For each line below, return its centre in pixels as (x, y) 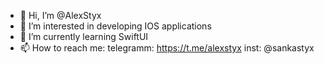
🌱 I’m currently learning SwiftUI (84, 36)
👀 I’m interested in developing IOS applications (115, 26)
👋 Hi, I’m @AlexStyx (60, 15)
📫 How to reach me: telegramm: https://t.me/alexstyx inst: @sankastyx (167, 48)
